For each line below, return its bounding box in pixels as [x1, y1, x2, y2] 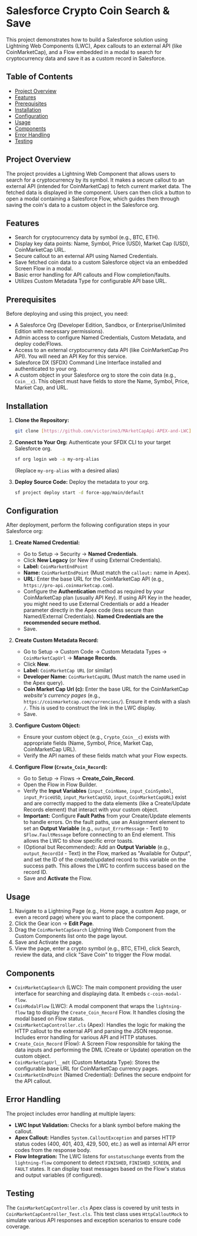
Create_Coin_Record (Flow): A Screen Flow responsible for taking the [14, 1040, 181, 1047]
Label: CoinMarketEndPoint [23, 563, 88, 570]
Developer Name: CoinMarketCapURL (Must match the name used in [23, 673, 186, 680]
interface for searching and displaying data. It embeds [14, 990, 146, 997]
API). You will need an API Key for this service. [14, 353, 128, 360]
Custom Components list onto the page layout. [14, 933, 128, 940]
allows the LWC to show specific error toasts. [23, 838, 134, 845]
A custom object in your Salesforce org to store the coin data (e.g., [14, 371, 176, 378]
